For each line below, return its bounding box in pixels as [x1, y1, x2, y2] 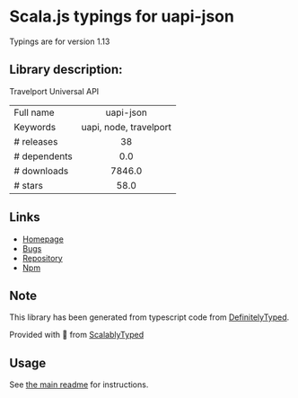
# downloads [13, 164, 69, 177]
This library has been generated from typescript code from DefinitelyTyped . [9, 312, 290, 323]
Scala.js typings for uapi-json [9, 6, 235, 27]
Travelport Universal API [9, 85, 100, 96]
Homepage [22, 234, 65, 244]
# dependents [13, 150, 74, 163]
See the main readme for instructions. [9, 379, 149, 390]
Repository [22, 252, 63, 263]
